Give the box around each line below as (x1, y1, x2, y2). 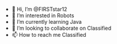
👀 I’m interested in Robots (11, 12, 74, 19)
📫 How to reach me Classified (11, 32, 87, 38)
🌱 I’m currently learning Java (11, 18, 82, 25)
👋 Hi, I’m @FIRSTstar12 (11, 6, 67, 12)
